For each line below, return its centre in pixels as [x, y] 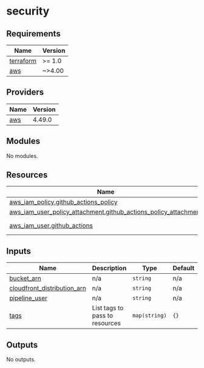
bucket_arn [25, 279]
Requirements [33, 34]
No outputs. [21, 359]
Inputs [19, 251]
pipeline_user [28, 298]
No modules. [22, 155]
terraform [23, 61]
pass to [103, 316]
